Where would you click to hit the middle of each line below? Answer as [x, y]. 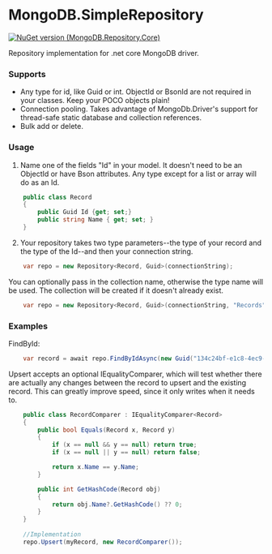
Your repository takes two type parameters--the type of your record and [140, 243]
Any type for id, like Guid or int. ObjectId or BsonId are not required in [136, 92]
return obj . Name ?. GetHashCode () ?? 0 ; [117, 505]
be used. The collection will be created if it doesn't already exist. [116, 290]
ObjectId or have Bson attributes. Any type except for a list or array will [138, 174]
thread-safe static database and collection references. [111, 118]
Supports [27, 74]
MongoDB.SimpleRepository [106, 15]
